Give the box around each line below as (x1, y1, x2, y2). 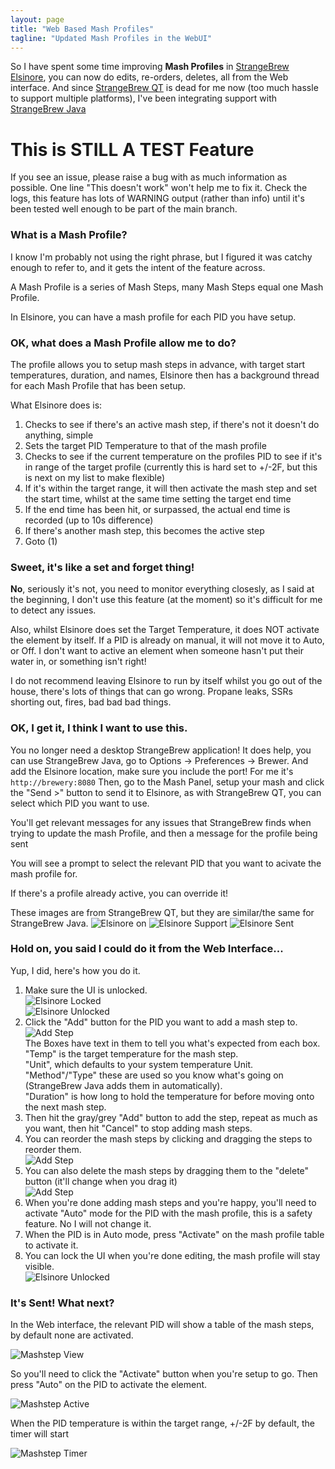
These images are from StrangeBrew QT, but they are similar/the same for (10, 906, 315, 918)
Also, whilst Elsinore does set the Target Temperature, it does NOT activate (10, 624, 320, 636)
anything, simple (24, 429, 94, 441)
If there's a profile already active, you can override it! (10, 887, 228, 899)
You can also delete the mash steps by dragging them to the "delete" (24, 1164, 310, 1176)
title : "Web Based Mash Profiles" (10, 24, 155, 34)
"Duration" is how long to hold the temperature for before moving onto (24, 1090, 315, 1102)
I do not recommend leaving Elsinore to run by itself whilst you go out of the (10, 675, 323, 687)
